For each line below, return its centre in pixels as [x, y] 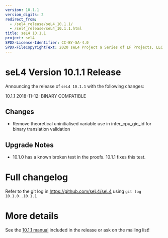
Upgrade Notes [29, 145]
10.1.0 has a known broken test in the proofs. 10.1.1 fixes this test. [79, 157]
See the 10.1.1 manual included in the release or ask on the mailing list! [77, 230]
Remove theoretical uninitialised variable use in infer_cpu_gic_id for [82, 124]
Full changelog [37, 177]
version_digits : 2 [24, 15]
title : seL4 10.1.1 [26, 33]
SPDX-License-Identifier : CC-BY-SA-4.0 [47, 43]
